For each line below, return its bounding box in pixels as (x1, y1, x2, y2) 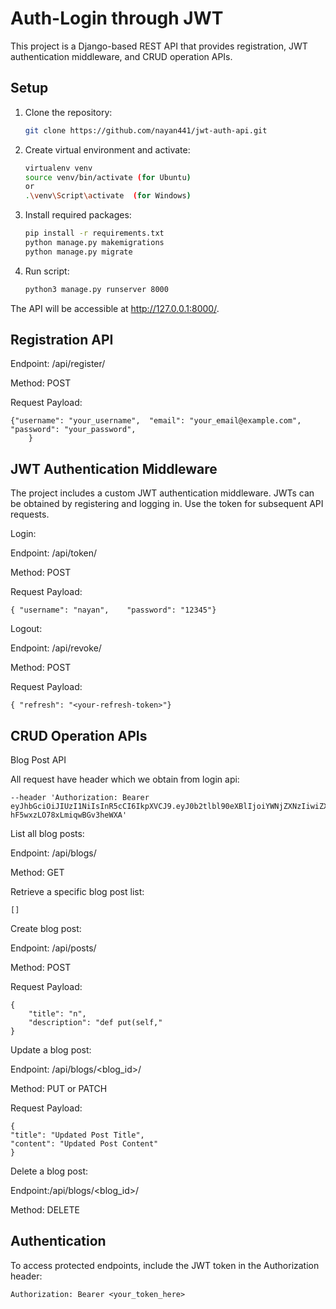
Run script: (24, 265, 70, 277)
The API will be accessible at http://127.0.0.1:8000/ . (10, 302, 220, 314)
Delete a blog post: (10, 1165, 89, 1177)
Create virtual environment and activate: (24, 143, 191, 156)
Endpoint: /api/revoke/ (10, 642, 102, 654)
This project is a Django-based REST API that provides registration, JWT (10, 40, 308, 52)
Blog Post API (10, 754, 67, 766)
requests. (10, 508, 50, 521)
